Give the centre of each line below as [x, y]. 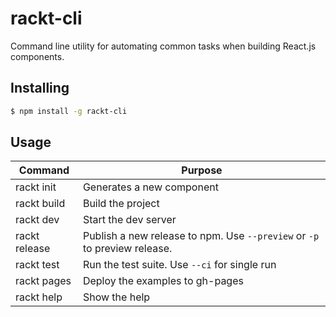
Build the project [121, 204]
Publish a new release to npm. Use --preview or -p [201, 236]
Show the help [116, 297]
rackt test [37, 265]
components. [37, 56]
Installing [40, 88]
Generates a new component [150, 187]
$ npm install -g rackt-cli [69, 111]
